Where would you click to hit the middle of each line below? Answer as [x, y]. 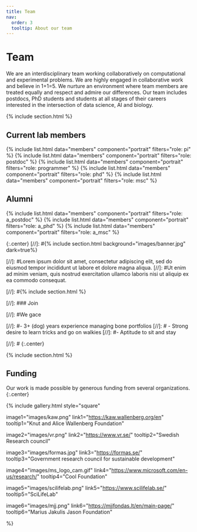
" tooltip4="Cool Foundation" [72, 476]
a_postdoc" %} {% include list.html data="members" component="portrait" [97, 220]
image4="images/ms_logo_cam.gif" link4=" [59, 470]
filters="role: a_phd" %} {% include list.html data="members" [81, 226]
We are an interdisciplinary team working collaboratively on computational [96, 74]
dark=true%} [22, 250]
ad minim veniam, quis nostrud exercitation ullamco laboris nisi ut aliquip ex [98, 274]
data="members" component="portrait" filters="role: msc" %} [82, 180]
